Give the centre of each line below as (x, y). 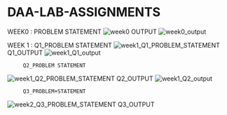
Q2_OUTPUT (135, 79)
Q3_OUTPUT (136, 104)
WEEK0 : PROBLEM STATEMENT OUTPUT (82, 32)
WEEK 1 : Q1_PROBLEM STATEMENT (60, 45)
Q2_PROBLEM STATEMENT (54, 65)
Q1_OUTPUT (25, 53)
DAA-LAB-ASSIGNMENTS (84, 12)
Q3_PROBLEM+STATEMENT (54, 91)
